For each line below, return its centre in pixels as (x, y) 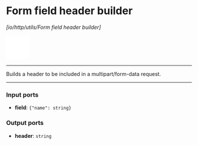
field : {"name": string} (43, 108)
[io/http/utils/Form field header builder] (54, 27)
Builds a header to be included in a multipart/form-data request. (83, 74)
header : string (33, 136)
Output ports (25, 123)
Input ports (22, 94)
